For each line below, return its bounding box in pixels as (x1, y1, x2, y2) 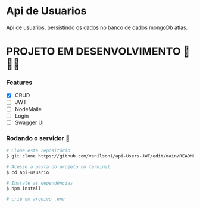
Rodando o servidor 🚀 (6, 134, 70, 142)
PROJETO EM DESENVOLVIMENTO (6, 45, 181, 58)
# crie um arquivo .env (6, 196, 65, 203)
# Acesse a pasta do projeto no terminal (6, 163, 111, 170)
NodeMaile (14, 105, 42, 112)
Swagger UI (14, 119, 44, 126)
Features (6, 78, 33, 87)
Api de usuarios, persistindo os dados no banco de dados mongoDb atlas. (6, 24, 188, 31)
